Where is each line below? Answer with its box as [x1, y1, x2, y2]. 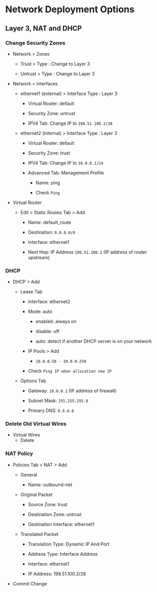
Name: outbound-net [28, 482, 73, 488]
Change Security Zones [5, 39, 65, 47]
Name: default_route [28, 219, 72, 225]
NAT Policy [5, 450, 33, 457]
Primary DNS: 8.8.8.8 [28, 407, 74, 414]
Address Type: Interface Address [28, 551, 98, 557]
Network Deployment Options [5, 4, 134, 15]
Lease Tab [20, 289, 42, 295]
